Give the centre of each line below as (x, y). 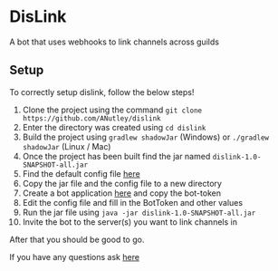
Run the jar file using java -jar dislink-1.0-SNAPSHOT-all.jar (139, 212)
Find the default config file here (81, 173)
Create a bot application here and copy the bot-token (122, 193)
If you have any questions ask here (75, 256)
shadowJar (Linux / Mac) (67, 146)
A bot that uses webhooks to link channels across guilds (115, 42)
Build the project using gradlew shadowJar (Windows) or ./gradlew (146, 137)
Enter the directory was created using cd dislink (114, 127)
